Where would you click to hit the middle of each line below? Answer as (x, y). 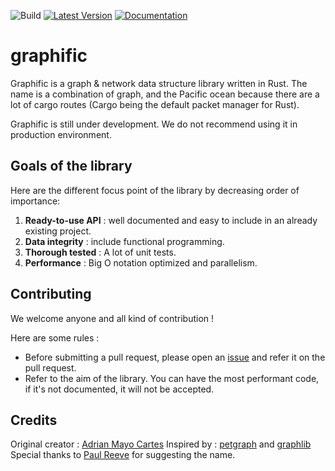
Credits (34, 420)
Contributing (51, 294)
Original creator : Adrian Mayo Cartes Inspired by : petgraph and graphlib (161, 444)
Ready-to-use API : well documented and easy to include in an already (171, 220)
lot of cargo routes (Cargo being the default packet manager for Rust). (155, 104)
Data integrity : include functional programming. (124, 241)
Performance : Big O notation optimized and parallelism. (141, 262)
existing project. (58, 231)
